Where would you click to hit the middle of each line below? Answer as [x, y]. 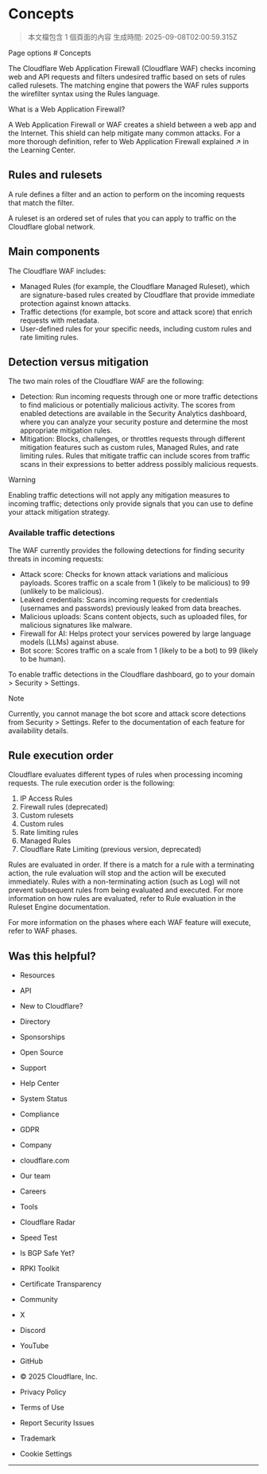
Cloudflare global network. [52, 226]
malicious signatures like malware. [76, 625]
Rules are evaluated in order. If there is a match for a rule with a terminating [132, 864]
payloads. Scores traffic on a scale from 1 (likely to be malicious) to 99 [135, 582]
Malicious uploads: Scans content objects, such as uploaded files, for [133, 616]
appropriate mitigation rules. [66, 430]
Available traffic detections [62, 533]
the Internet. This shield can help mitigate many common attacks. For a [124, 133]
